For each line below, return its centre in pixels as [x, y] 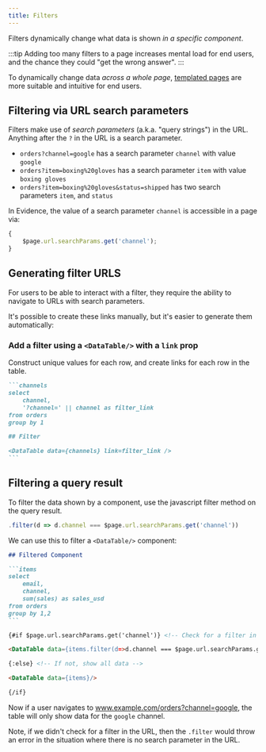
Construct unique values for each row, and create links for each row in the [129, 363]
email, [33, 584]
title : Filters [33, 15]
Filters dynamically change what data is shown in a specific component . [126, 38]
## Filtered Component [46, 555]
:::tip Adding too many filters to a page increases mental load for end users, [131, 53]
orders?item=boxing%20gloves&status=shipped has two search [120, 187]
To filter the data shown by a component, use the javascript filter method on [132, 502]
